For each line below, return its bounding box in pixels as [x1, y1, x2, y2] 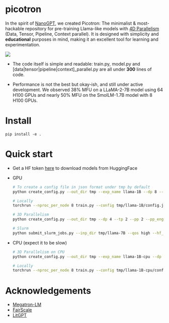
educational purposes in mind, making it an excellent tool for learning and [5, 36, 158, 42]
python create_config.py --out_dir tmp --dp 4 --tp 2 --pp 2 [12, 217, 144, 222]
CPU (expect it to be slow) [12, 239, 67, 245]
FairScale [12, 307, 32, 313]
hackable [5, 25, 24, 31]
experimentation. [5, 41, 40, 47]
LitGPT [12, 312, 27, 318]
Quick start [5, 149, 53, 160]
